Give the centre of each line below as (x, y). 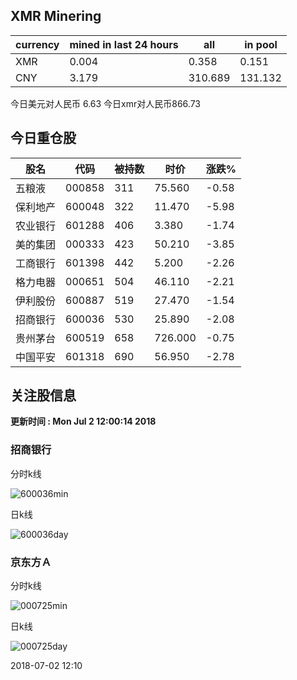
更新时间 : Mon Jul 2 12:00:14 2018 (83, 421)
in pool (261, 44)
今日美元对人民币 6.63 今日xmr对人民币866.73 (105, 103)
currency (37, 44)
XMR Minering (56, 16)
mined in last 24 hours (124, 44)
